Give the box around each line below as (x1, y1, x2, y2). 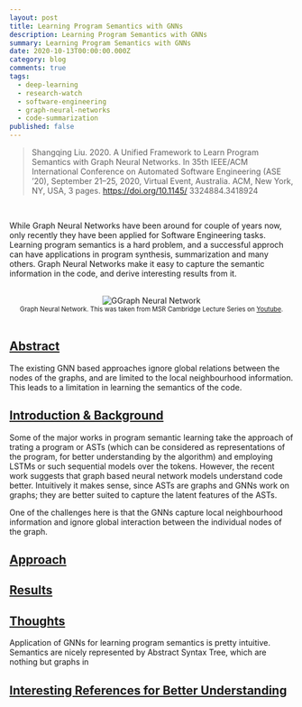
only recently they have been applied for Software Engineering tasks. (9, 230, 266, 240)
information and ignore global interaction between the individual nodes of (9, 516, 282, 528)
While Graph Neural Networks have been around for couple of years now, (9, 220, 282, 231)
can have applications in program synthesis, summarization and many (9, 249, 269, 260)
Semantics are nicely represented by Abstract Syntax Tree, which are (9, 647, 267, 658)
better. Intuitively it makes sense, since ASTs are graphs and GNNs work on (9, 480, 290, 491)
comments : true (9, 64, 67, 73)
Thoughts (9, 613, 66, 629)
